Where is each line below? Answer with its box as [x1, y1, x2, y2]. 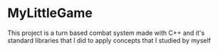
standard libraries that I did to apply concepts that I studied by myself [7, 36, 212, 44]
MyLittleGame [7, 5, 93, 21]
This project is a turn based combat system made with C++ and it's [7, 28, 205, 37]
